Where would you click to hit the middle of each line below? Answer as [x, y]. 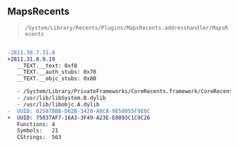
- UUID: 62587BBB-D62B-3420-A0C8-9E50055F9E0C [79, 111]
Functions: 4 [36, 124]
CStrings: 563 [39, 137]
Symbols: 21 [38, 131]
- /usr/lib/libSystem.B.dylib [61, 98]
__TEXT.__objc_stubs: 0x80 [57, 79]
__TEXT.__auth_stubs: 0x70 [57, 72]
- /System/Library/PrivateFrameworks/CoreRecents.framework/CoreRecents [126, 92]
